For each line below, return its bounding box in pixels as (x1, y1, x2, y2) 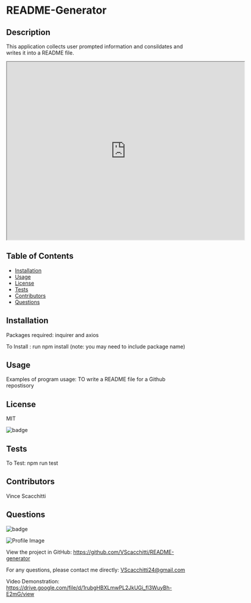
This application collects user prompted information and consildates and (6, 43, 183, 50)
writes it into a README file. (6, 49, 74, 56)
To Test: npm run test (6, 459, 58, 466)
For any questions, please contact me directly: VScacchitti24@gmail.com (6, 566, 186, 573)
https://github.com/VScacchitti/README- (73, 548, 174, 556)
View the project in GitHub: (6, 548, 72, 556)
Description (6, 27, 50, 37)
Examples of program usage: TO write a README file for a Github (6, 376, 166, 383)
